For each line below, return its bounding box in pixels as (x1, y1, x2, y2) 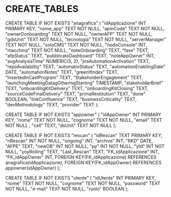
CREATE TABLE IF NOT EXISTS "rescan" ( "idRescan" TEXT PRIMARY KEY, (5, 132, 162, 138)
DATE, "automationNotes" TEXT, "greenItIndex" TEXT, (5, 69, 119, 75)
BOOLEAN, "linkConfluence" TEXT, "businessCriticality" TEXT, (5, 96, 137, 102)
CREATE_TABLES (5, 3, 79, 15)
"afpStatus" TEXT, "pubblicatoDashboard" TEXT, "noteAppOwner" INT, (5, 52, 155, 59)
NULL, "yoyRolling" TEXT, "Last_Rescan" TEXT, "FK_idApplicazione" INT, (5, 148, 159, 155)
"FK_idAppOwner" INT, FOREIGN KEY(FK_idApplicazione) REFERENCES (5, 154, 157, 160)
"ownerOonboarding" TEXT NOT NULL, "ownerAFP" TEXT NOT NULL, (5, 31, 153, 37)
